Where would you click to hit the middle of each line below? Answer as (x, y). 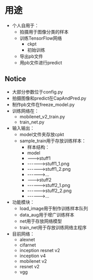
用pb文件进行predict (41, 63)
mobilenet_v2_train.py (42, 116)
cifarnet (28, 245)
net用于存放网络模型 (41, 221)
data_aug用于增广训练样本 (47, 214)
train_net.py (32, 122)
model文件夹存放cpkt (42, 134)
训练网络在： (25, 111)
